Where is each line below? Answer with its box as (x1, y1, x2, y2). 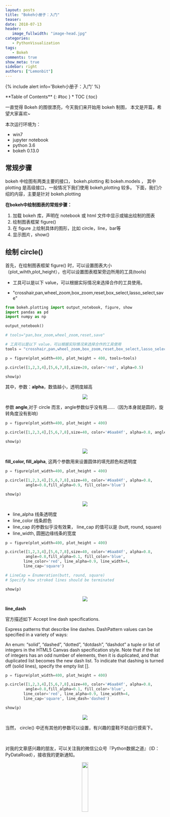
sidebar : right (5, 64, 37, 69)
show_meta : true (5, 59, 39, 65)
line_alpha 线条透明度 (12, 511, 57, 517)
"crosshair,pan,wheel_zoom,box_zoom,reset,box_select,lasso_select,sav (12, 289, 164, 295)
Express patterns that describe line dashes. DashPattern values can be (5, 626, 153, 632)
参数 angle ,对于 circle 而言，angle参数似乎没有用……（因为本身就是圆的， (5, 404, 159, 410)
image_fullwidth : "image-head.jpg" (12, 31, 87, 36)
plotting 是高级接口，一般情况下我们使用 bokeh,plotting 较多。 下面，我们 (5, 184, 158, 191)
